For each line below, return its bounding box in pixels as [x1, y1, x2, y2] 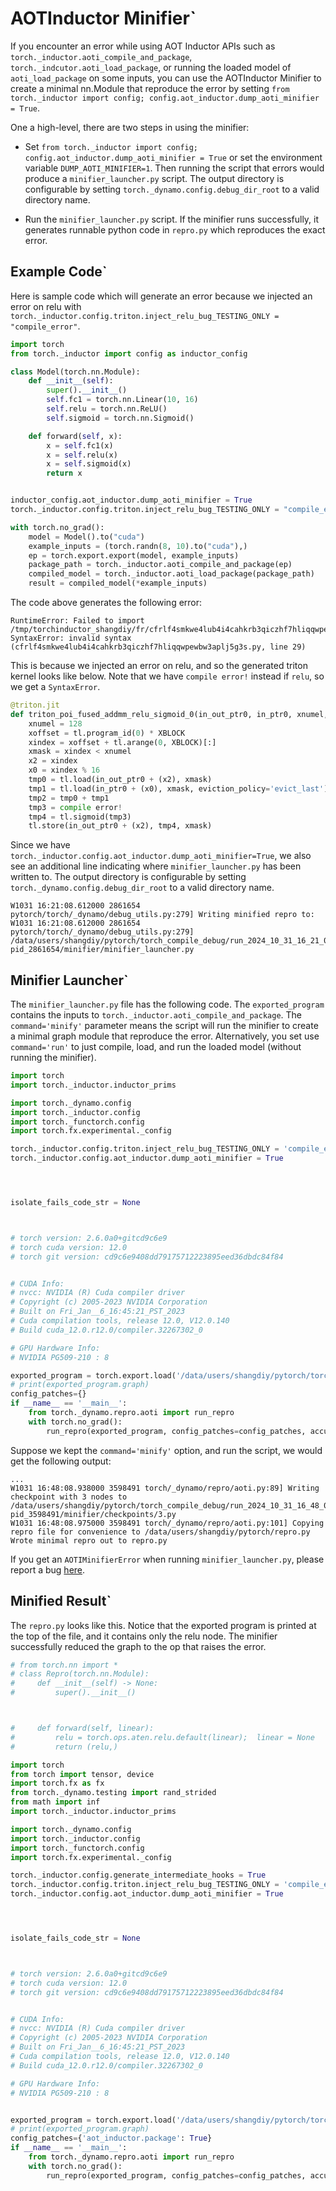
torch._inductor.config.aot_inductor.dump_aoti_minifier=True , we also [10, 850, 312, 862]
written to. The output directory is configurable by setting [10, 871, 247, 883]
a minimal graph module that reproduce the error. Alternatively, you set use [10, 1030, 320, 1042]
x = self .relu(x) [46, 450, 118, 460]
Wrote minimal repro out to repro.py [10, 1535, 168, 1546]
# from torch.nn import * [10, 1660, 118, 1670]
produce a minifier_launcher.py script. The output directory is [24, 172, 285, 184]
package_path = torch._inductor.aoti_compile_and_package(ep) [28, 560, 293, 570]
